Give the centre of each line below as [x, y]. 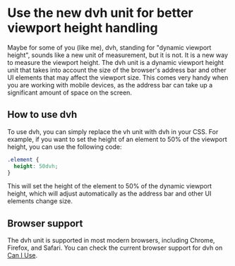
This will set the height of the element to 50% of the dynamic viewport [110, 186]
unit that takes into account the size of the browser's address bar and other [117, 70]
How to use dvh [42, 115]
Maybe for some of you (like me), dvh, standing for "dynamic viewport [109, 47]
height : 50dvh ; [36, 166]
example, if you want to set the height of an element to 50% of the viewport [117, 139]
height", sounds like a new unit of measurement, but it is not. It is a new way [117, 55]
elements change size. [40, 201]
